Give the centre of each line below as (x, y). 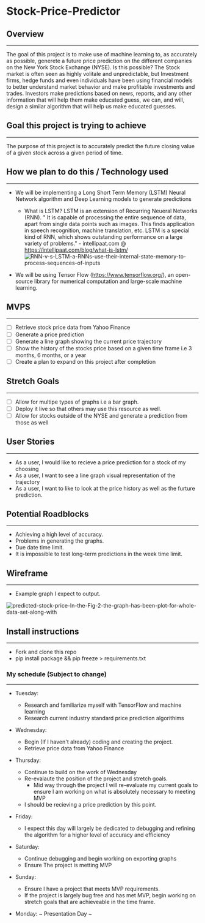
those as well (32, 422)
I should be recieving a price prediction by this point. (90, 805)
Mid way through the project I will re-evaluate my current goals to (116, 785)
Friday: (24, 816)
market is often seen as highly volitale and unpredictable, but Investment (98, 74)
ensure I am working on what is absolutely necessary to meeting (114, 792)
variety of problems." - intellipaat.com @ (75, 243)
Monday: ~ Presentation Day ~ (54, 914)
